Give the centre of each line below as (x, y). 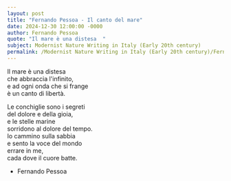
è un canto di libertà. (36, 93)
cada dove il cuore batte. (42, 158)
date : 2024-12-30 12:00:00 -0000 (55, 26)
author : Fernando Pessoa (43, 33)
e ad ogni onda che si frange (48, 86)
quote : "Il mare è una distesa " (57, 39)
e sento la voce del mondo (45, 143)
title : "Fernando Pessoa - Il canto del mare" (75, 20)
